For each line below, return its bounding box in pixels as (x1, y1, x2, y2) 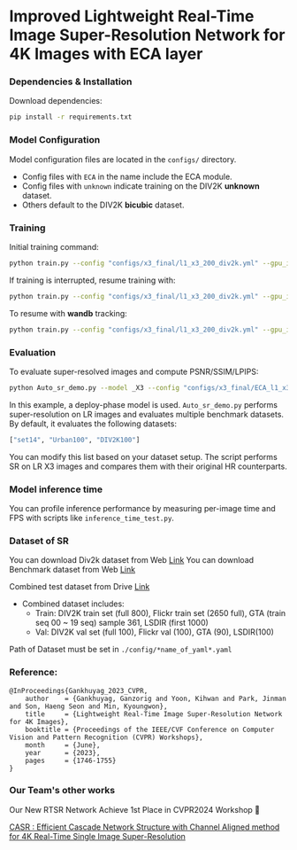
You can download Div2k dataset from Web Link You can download (9, 555, 255, 565)
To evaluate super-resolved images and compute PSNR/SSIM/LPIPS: (9, 366, 259, 377)
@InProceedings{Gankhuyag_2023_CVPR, (9, 686, 148, 695)
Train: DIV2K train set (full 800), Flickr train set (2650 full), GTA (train (34, 608, 286, 619)
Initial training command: (9, 241, 99, 252)
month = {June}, (25, 740, 101, 750)
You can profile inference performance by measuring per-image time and (9, 503, 276, 513)
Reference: (9, 667, 58, 679)
